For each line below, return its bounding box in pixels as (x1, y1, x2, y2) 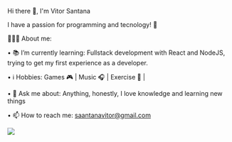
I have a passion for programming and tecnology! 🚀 (7, 21, 158, 28)
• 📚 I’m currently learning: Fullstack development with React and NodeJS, (7, 48, 226, 57)
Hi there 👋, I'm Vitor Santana (7, 7, 91, 15)
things (7, 97, 26, 105)
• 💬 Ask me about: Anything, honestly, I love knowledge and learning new (7, 89, 223, 97)
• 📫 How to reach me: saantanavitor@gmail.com (7, 111, 152, 119)
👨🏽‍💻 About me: (7, 34, 52, 43)
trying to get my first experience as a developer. (7, 59, 148, 67)
